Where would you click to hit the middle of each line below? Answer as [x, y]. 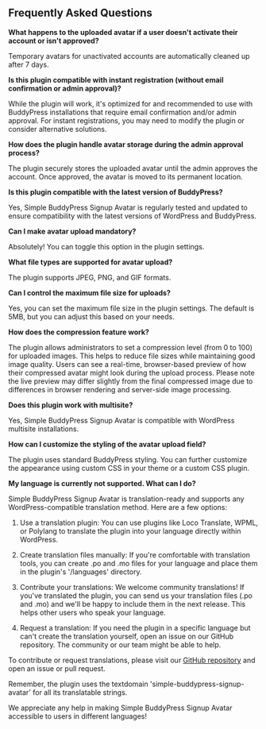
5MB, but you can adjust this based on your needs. [91, 316]
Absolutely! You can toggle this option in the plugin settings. [106, 246]
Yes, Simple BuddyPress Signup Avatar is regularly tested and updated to [128, 207]
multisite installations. [44, 429]
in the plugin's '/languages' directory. [81, 572]
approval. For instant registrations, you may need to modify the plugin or [126, 120]
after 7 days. [29, 64]
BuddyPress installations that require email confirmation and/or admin [122, 112]
